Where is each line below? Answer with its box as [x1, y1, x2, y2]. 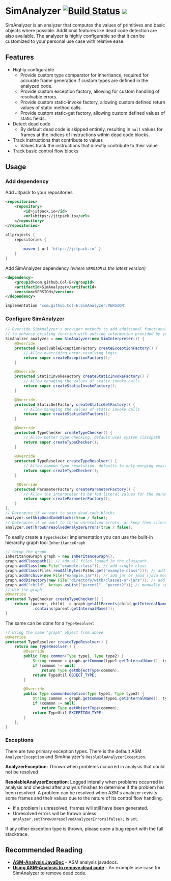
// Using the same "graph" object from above [5, 630, 103, 635]
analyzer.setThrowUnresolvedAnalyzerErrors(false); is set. [12, 816, 138, 822]
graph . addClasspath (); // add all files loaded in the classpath [5, 559, 147, 564]
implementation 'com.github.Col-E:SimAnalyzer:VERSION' [5, 303, 126, 308]
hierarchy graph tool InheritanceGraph [5, 539, 85, 546]
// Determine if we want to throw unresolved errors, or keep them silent [5, 520, 167, 525]
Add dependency [5, 178, 49, 185]
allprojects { [5, 232, 36, 237]
